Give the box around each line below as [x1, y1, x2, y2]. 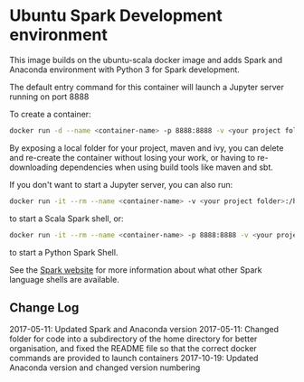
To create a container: [9, 108, 92, 119]
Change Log [9, 300, 80, 315]
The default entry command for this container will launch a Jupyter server [9, 81, 285, 92]
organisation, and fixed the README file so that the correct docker [9, 343, 258, 354]
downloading [9, 162, 59, 172]
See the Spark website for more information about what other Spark [9, 264, 262, 275]
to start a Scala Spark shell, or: [9, 213, 124, 224]
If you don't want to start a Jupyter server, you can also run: [9, 179, 233, 190]
